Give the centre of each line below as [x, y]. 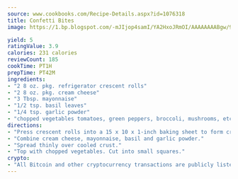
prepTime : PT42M [31, 73]
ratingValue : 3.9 [33, 47]
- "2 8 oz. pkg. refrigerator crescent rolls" [77, 86]
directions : [25, 125]
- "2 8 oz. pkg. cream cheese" [53, 93]
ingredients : [27, 79]
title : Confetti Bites [41, 21]
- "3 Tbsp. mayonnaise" [42, 99]
